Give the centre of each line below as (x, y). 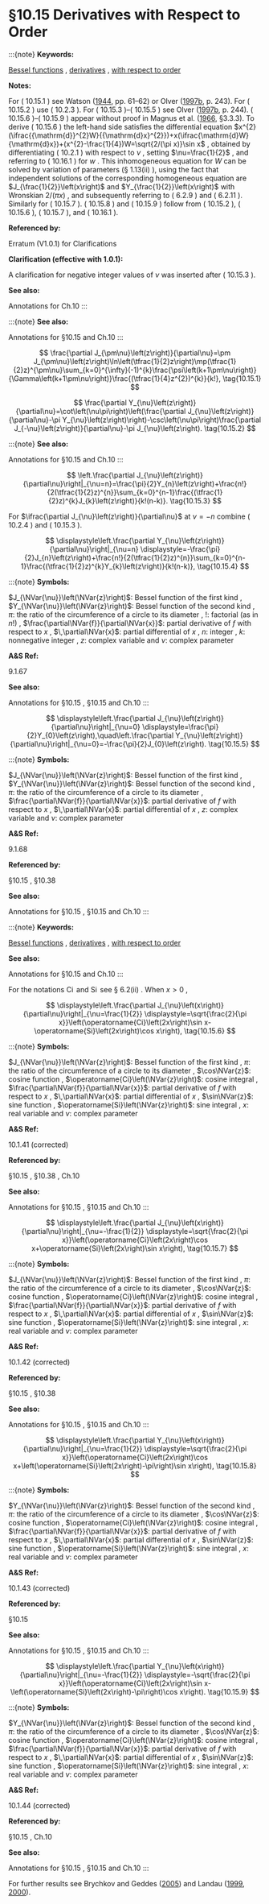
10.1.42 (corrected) (39, 1362)
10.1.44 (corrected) (39, 1805)
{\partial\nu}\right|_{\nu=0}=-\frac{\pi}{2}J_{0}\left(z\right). (108, 743)
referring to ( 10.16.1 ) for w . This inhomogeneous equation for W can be (127, 161)
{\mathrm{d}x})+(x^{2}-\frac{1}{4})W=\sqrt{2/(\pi (90, 143)
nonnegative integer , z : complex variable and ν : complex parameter (121, 640)
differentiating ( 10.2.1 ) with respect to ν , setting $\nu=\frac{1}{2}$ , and (128, 152)
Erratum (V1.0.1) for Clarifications (63, 243)
